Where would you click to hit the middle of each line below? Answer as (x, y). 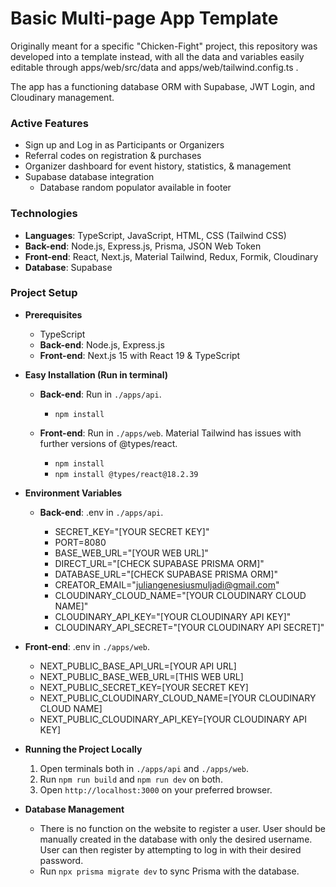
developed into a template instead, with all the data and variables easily (157, 56)
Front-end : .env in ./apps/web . (87, 646)
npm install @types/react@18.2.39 (126, 474)
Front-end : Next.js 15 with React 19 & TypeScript (140, 355)
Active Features (49, 123)
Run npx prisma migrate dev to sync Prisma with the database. (169, 871)
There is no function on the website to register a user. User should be (182, 828)
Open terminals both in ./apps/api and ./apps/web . (144, 768)
